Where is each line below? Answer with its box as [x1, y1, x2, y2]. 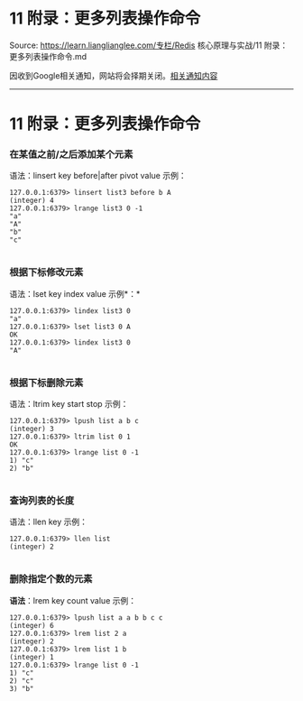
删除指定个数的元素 [9, 573, 93, 586]
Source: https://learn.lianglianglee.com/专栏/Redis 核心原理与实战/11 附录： [9, 40, 289, 51]
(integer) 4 [9, 196, 54, 206]
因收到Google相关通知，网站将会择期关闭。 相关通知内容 [9, 69, 218, 81]
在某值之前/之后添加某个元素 [9, 148, 133, 161]
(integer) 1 [9, 652, 54, 661]
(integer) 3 [9, 425, 54, 434]
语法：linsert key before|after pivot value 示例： [9, 171, 187, 181]
